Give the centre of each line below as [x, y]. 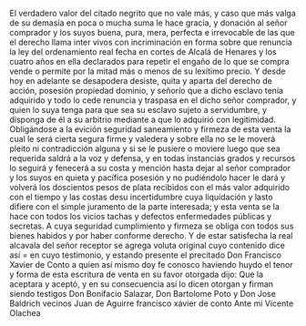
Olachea [25, 313]
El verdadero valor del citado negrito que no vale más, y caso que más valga [153, 13]
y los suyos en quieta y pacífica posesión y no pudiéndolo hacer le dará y [148, 178]
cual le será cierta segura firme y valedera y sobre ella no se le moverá [143, 139]
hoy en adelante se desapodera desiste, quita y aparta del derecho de [141, 81]
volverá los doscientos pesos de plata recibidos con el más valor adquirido [150, 187]
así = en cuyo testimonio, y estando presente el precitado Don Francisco [146, 255]
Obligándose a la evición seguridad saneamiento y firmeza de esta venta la [150, 129]
